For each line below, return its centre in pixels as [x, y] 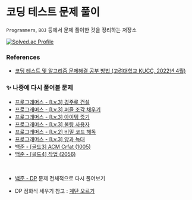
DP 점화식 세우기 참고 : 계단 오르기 [55, 190]
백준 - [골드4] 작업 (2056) [45, 154]
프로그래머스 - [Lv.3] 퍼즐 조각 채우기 [58, 109]
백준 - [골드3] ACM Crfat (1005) [53, 146]
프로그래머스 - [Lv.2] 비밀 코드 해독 [55, 132]
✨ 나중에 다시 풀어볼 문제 [40, 88]
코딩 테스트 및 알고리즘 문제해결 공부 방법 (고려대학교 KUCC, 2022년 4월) [100, 71]
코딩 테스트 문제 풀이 [53, 12]
